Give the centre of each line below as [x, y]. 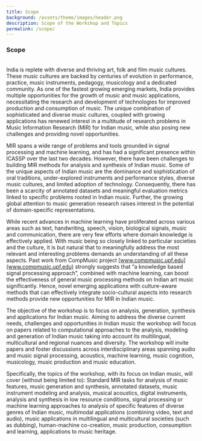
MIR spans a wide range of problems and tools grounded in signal [88, 145]
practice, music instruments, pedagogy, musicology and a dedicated [91, 82]
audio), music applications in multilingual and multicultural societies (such [98, 419]
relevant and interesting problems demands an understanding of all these [97, 253]
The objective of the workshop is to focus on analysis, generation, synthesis [101, 310]
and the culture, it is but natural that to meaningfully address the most [93, 247]
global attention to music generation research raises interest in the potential [100, 203]
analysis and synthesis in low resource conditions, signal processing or [94, 399]
